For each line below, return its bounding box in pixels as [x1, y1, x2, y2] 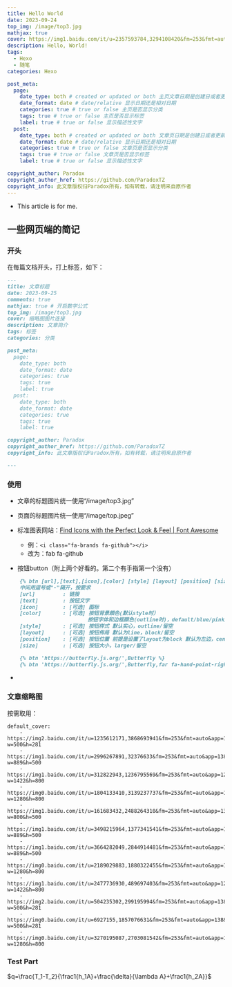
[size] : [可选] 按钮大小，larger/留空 [19, 642, 146, 649]
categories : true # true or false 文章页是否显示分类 [19, 144, 168, 152]
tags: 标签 [7, 328, 37, 335]
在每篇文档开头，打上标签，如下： [7, 263, 104, 272]
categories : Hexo [7, 68, 57, 75]
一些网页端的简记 [7, 223, 80, 235]
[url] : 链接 [19, 590, 79, 598]
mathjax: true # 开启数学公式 [7, 302, 88, 310]
